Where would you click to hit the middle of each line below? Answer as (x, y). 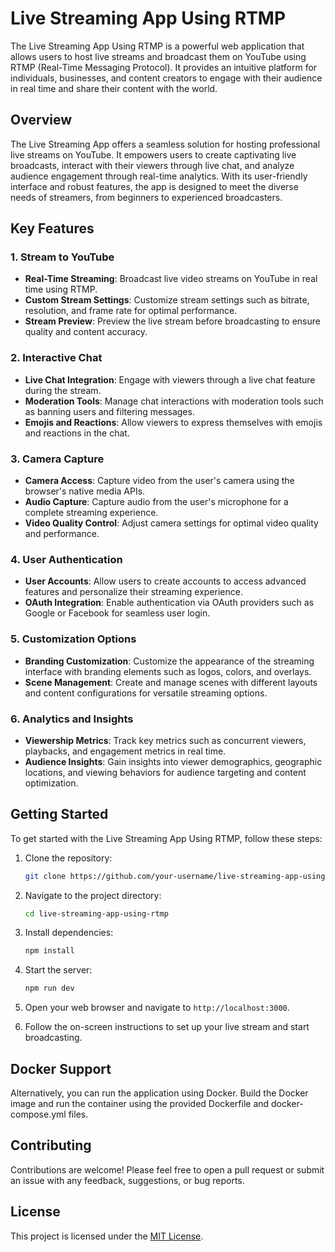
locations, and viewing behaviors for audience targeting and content (165, 772)
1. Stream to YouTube (62, 257)
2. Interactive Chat (56, 358)
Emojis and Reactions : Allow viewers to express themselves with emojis (173, 422)
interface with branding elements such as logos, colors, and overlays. (168, 671)
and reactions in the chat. (77, 433)
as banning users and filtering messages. (109, 411)
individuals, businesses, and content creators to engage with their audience (166, 78)
